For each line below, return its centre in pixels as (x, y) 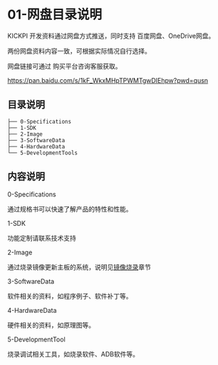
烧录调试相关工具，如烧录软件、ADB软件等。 (73, 354)
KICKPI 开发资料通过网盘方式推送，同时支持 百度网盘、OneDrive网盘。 (111, 36)
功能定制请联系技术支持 (42, 238)
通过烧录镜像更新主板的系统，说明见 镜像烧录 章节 (79, 267)
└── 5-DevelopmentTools (43, 153)
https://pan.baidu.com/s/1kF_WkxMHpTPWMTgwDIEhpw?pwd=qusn (108, 80)
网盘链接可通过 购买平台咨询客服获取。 (64, 66)
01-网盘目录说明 (55, 15)
